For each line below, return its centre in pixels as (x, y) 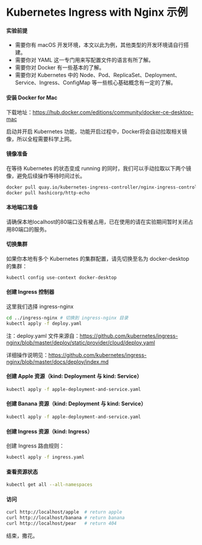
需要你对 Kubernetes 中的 (47, 75)
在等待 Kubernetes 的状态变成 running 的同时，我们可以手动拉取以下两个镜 (99, 168)
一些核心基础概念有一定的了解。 (136, 83)
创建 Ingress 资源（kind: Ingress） (50, 431)
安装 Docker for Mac (32, 98)
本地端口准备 (22, 207)
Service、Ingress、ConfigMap (53, 83)
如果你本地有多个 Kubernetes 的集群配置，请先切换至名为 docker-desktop (98, 258)
